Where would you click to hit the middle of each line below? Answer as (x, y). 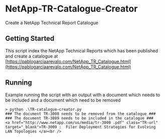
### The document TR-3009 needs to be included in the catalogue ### (79, 118)
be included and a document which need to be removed (63, 100)
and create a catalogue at (32, 56)
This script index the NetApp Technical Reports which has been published (82, 50)
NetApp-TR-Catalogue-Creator (71, 9)
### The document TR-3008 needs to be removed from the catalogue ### (80, 114)
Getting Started (30, 39)
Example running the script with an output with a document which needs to (83, 95)
